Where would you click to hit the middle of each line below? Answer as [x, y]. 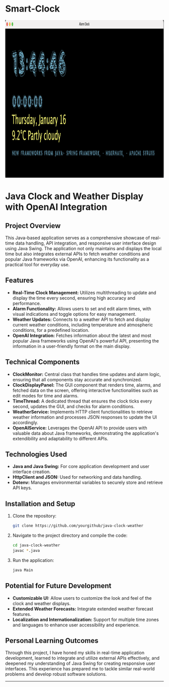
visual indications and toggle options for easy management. [74, 314]
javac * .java [26, 550]
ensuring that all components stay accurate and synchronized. [77, 379]
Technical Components [43, 362]
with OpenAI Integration [56, 207]
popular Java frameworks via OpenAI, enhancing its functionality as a [77, 259]
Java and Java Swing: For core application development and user [81, 467]
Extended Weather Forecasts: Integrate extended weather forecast [83, 609]
